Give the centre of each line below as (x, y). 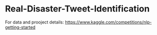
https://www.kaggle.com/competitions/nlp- (108, 22)
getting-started (20, 27)
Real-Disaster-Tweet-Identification (77, 9)
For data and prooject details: (35, 22)
